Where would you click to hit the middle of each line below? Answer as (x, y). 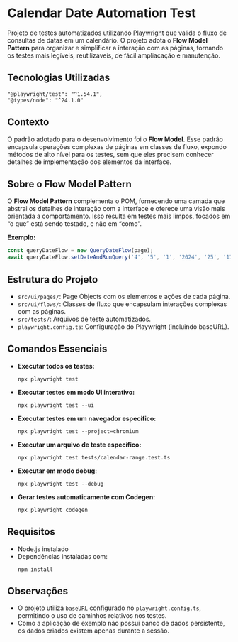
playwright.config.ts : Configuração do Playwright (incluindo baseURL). (123, 326)
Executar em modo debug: (57, 471)
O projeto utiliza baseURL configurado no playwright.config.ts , (109, 608)
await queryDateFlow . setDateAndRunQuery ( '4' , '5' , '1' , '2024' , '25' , (114, 257)
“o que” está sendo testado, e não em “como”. (74, 224)
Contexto (28, 122)
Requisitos (31, 532)
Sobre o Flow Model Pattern (70, 184)
